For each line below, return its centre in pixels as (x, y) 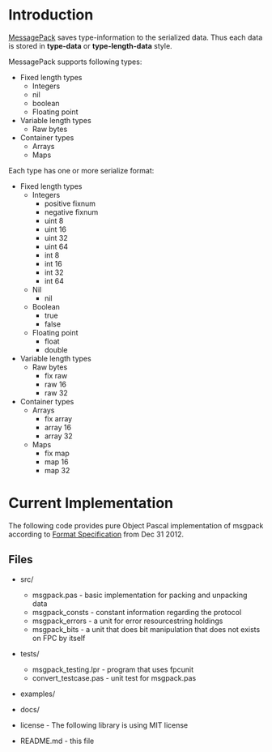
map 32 (57, 470)
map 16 (56, 461)
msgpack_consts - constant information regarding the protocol (137, 612)
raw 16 (55, 384)
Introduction (51, 15)
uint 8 (54, 220)
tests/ (30, 653)
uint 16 (55, 229)
